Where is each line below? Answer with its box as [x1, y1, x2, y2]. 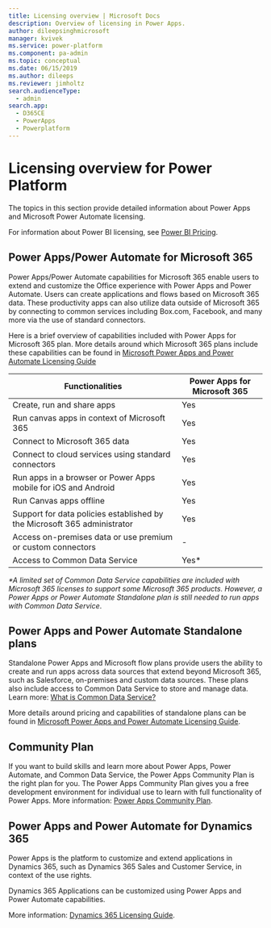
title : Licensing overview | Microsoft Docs [8, 11, 161, 20]
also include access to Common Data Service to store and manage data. [8, 683, 248, 694]
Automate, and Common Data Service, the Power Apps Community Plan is [8, 770, 255, 780]
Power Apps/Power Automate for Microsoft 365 [8, 251, 253, 265]
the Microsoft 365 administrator [12, 518, 133, 529]
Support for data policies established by [12, 508, 164, 519]
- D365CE [15, 110, 45, 118]
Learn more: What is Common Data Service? [8, 692, 156, 702]
